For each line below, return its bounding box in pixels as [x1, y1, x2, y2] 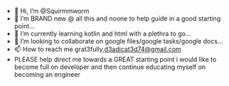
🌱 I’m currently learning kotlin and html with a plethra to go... [14, 29, 191, 38]
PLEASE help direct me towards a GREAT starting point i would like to [14, 55, 217, 63]
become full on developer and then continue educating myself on [14, 63, 206, 71]
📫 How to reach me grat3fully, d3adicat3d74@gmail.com [14, 45, 181, 53]
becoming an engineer [14, 70, 80, 78]
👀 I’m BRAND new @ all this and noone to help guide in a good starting [14, 14, 221, 23]
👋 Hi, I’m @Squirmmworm [14, 7, 90, 15]
